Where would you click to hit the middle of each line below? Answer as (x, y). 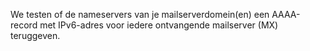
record (24, 25)
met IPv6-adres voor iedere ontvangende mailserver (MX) (159, 25)
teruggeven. (35, 35)
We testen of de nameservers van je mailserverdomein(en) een (140, 14)
